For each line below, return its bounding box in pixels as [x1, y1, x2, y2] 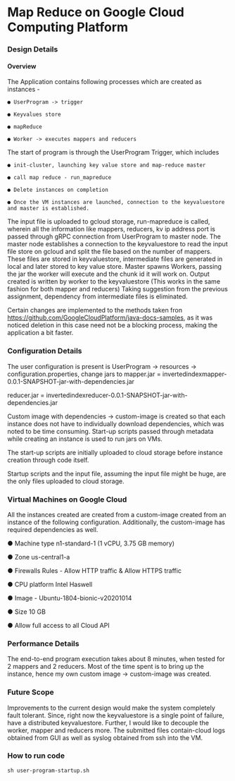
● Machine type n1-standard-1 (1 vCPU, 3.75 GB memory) [7, 539, 174, 547]
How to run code [7, 751, 65, 761]
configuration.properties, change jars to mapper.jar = [7, 370, 161, 378]
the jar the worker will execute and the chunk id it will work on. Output [7, 270, 210, 279]
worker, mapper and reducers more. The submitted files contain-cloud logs [7, 726, 225, 734]
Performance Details [7, 638, 80, 648]
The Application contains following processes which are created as [7, 78, 202, 86]
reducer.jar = [7, 391, 45, 399]
